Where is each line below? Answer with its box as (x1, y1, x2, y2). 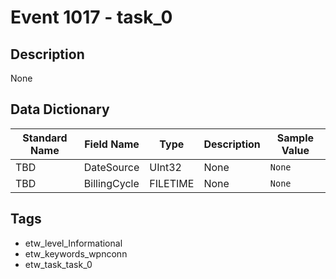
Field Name (84, 137, 140, 151)
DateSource (83, 160, 140, 174)
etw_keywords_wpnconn (24, 247, 128, 260)
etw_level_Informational (24, 237, 123, 249)
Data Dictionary (10, 101, 110, 118)
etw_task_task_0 (24, 258, 93, 270)
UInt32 (149, 160, 182, 174)
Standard (22, 131, 68, 145)
